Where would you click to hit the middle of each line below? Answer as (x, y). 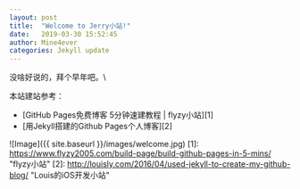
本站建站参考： (37, 96)
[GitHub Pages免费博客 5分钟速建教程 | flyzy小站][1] (118, 115)
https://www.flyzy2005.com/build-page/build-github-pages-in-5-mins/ (140, 153)
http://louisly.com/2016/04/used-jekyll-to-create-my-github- (179, 164)
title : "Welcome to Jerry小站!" (70, 26)
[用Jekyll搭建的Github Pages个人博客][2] (97, 127)
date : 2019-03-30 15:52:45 (63, 34)
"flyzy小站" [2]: (37, 164)
